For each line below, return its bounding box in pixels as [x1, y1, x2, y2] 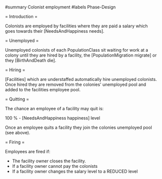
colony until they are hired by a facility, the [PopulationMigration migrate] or [5, 52, 157, 58]
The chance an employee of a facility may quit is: [5, 106, 104, 111]
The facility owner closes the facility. [12, 158, 86, 164]
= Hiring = [5, 67, 25, 73]
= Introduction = [5, 14, 38, 19]
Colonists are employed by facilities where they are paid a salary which [5, 23, 148, 29]
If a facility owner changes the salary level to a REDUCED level [12, 168, 138, 174]
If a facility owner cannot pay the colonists [12, 163, 98, 169]
